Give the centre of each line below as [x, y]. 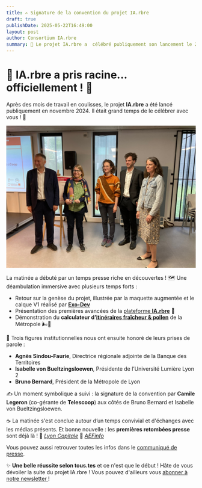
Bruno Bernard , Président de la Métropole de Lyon [77, 381]
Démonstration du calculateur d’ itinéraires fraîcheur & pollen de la [98, 317]
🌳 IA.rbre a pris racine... [67, 75]
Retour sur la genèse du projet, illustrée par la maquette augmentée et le [105, 298]
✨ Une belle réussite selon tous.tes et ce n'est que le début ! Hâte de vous [100, 465]
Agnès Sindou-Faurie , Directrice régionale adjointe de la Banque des [101, 356]
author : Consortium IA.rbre [41, 38]
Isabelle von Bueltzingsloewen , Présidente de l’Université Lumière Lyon [104, 369]
